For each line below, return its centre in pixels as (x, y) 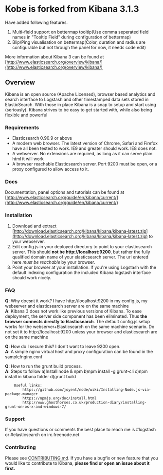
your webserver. (28, 241)
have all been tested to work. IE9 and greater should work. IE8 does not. (84, 148)
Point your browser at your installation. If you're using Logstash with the (84, 267)
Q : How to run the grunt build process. (44, 366)
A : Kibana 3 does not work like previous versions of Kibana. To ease (73, 311)
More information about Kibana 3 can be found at (54, 56)
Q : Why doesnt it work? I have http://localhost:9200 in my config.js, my (76, 301)
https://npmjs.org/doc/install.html (60, 398)
